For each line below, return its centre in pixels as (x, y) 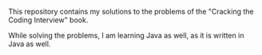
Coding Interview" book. (48, 20)
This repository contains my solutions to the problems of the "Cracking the (131, 12)
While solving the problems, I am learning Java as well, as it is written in (126, 35)
